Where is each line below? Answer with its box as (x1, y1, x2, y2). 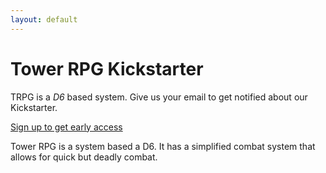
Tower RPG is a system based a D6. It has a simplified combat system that (10, 140, 316, 152)
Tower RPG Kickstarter (10, 57, 204, 80)
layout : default (10, 14, 78, 25)
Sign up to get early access (10, 121, 123, 133)
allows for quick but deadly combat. (10, 151, 158, 163)
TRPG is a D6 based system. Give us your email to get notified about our (10, 91, 308, 103)
